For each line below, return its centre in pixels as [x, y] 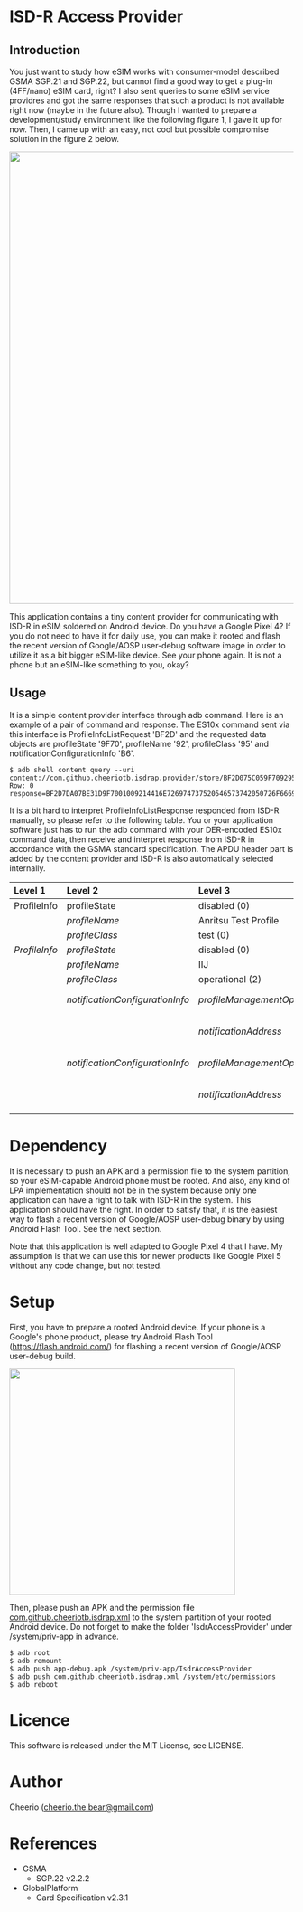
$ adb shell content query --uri [72, 770]
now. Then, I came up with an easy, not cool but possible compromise [139, 129]
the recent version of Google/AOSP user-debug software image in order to [147, 645]
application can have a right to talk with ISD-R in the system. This [130, 1199]
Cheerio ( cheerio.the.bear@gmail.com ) [82, 1807]
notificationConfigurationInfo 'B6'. [72, 753]
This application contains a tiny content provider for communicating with [144, 616]
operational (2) [230, 979]
